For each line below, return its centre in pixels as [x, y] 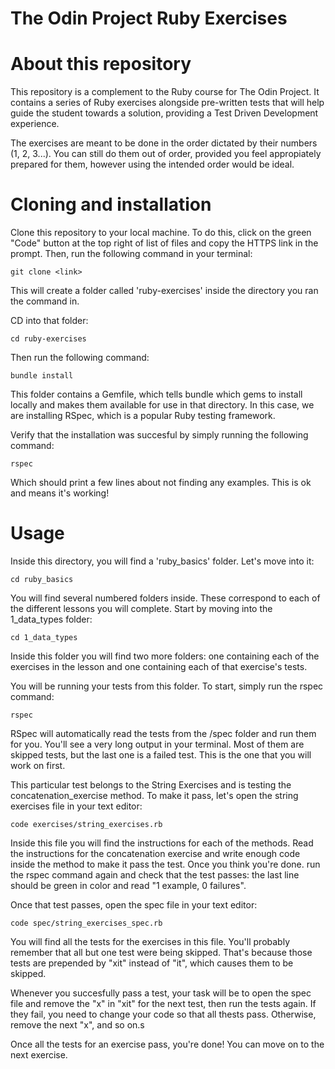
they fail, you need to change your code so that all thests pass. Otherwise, [163, 1014]
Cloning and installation [111, 204]
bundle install [42, 376]
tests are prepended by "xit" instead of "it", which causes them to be [152, 963]
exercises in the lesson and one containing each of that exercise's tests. [159, 666]
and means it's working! [60, 493]
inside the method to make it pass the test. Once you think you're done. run [165, 864]
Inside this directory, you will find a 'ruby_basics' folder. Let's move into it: [162, 561]
